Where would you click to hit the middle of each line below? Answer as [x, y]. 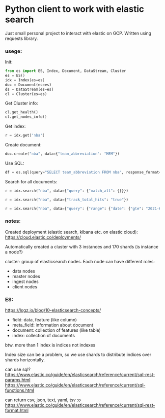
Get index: [15, 126]
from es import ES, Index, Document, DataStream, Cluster [66, 71]
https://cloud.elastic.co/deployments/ [43, 237]
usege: [14, 51]
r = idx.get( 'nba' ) [25, 136]
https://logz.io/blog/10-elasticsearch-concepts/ [53, 310]
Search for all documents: [31, 181]
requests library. [22, 38]
